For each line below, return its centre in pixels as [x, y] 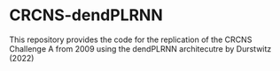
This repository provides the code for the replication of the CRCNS [131, 39]
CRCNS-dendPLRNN [86, 15]
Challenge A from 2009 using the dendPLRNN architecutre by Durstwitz [140, 48]
